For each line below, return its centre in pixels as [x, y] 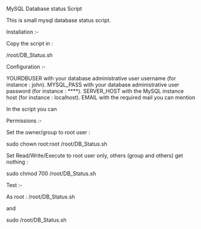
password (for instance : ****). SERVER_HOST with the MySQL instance [95, 91]
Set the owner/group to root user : [48, 132]
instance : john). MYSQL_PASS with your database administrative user [93, 85]
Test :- [14, 185]
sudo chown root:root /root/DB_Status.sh [57, 144]
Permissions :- [24, 120]
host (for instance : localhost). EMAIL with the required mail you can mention [101, 97]
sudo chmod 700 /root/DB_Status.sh [51, 174]
